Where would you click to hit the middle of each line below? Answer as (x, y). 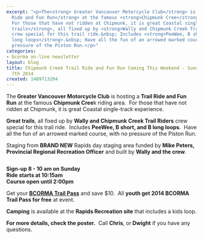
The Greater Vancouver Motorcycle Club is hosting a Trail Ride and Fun (97, 97)
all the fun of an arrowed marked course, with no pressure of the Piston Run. (101, 134)
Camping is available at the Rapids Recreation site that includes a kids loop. (101, 211)
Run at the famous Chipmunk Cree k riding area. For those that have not (97, 103)
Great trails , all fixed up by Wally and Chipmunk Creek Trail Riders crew (97, 121)
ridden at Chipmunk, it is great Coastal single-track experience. (85, 109)
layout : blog (23, 62)
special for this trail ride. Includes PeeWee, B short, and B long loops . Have (101, 127)
